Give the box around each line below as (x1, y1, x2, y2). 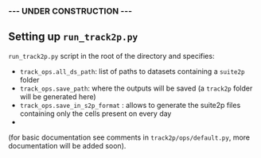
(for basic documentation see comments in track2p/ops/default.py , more (8, 133, 251, 142)
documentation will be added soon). (8, 141, 127, 150)
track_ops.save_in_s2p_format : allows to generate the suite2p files (19, 100, 241, 110)
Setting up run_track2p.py (8, 30, 138, 44)
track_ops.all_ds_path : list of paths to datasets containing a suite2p (19, 66, 245, 76)
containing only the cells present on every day (19, 109, 172, 118)
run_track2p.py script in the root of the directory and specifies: (8, 51, 215, 60)
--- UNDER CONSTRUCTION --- (8, 6, 133, 17)
